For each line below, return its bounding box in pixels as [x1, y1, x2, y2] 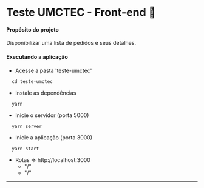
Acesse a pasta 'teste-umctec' [15, 67, 92, 74]
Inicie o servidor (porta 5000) [15, 112, 89, 119]
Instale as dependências [15, 89, 76, 96]
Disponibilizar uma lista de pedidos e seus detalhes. [6, 39, 137, 47]
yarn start [12, 146, 39, 152]
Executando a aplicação [6, 53, 68, 60]
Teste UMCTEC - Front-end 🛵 [6, 5, 156, 19]
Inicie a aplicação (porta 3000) [15, 133, 93, 141]
